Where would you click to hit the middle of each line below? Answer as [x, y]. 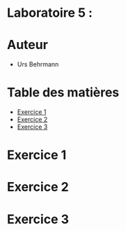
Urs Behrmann [38, 64]
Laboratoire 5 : [50, 13]
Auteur [27, 45]
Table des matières [63, 93]
